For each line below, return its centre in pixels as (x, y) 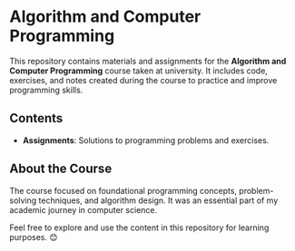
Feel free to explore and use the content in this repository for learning (139, 227)
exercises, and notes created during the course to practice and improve (143, 80)
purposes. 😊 (34, 237)
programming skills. (46, 90)
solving (23, 200)
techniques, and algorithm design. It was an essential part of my (158, 200)
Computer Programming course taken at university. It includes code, (138, 71)
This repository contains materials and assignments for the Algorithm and (148, 61)
